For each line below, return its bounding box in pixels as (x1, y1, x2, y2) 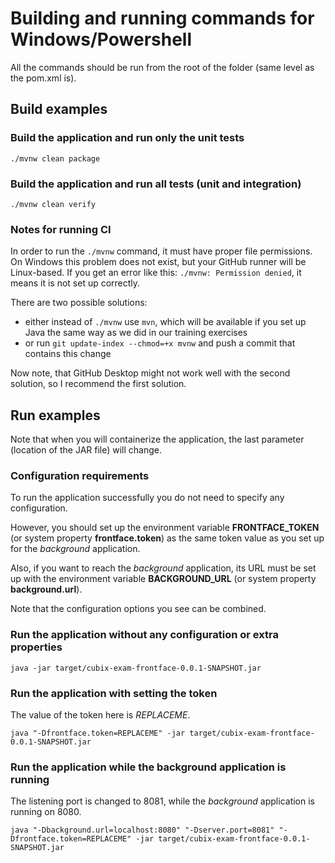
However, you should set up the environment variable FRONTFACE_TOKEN (10, 522, 320, 534)
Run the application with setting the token (10, 686, 218, 700)
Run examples (10, 407, 101, 424)
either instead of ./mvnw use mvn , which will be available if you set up (24, 316, 307, 328)
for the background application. (10, 543, 141, 555)
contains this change (24, 348, 112, 360)
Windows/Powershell (10, 28, 193, 51)
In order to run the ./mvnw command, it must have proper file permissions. (10, 245, 313, 257)
